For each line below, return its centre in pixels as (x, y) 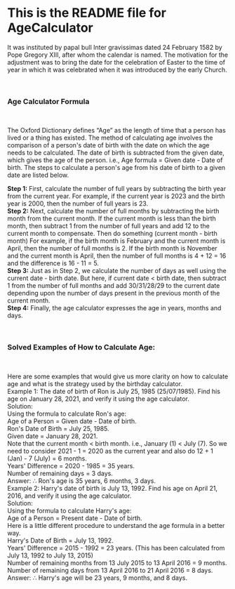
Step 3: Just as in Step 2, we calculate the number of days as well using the (117, 271)
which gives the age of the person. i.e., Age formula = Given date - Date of (115, 160)
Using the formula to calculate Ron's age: (67, 413)
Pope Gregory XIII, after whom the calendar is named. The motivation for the (118, 55)
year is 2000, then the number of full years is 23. (78, 204)
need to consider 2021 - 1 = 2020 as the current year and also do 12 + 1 (110, 451)
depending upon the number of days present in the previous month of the (114, 293)
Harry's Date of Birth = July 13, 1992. (60, 540)
